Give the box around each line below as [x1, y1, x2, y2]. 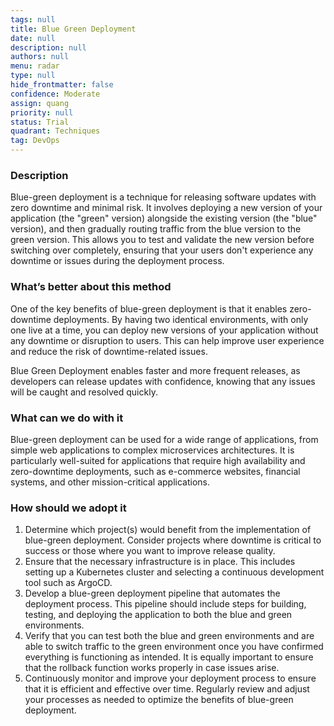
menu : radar [10, 61, 60, 71]
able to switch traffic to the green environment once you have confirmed [24, 641, 324, 653]
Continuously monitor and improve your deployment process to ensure [24, 672, 317, 685]
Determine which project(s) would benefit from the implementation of [24, 524, 312, 536]
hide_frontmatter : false [10, 80, 114, 90]
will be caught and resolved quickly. [10, 386, 158, 398]
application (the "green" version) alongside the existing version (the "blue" [10, 212, 318, 225]
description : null [10, 42, 87, 53]
